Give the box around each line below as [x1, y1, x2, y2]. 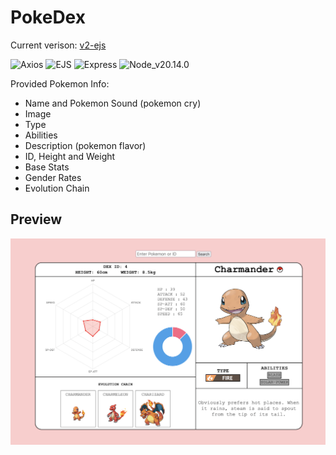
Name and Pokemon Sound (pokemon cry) [24, 97, 202, 109]
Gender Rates [24, 171, 82, 183]
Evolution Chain [24, 182, 90, 194]
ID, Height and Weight [24, 150, 116, 162]
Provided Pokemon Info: [10, 77, 110, 90]
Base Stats [24, 161, 70, 173]
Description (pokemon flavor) [24, 139, 147, 151]
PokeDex [10, 6, 86, 29]
